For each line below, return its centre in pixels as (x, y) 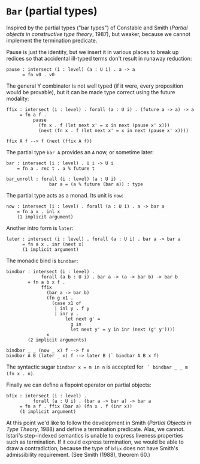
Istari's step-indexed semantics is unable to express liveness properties (95, 435)
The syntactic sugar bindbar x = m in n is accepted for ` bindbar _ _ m (97, 367)
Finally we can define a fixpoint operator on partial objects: (79, 385)
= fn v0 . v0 (38, 74)
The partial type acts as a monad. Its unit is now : (65, 195)
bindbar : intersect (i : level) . (51, 271)
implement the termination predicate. (52, 40)
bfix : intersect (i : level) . (46, 396)
